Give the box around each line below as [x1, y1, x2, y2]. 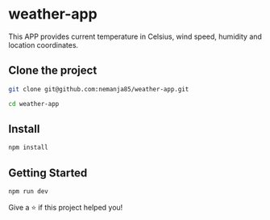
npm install [8, 143, 48, 152]
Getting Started [8, 166, 88, 180]
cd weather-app [8, 99, 60, 108]
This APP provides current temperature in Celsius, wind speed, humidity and [8, 32, 262, 41]
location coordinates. [8, 40, 79, 49]
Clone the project [8, 64, 98, 78]
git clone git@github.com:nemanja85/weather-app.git [8, 85, 189, 93]
